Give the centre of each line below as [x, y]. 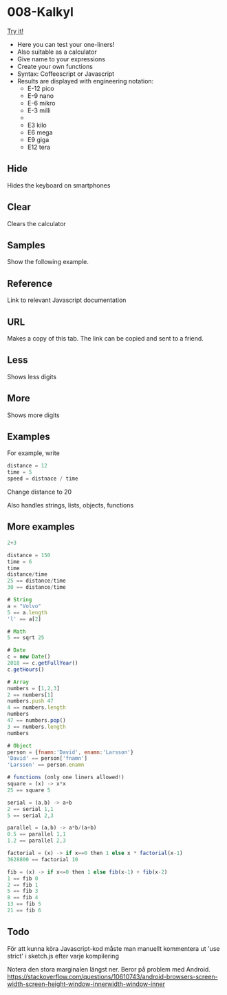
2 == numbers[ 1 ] [30, 695]
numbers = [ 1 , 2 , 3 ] [33, 688]
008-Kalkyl [41, 12]
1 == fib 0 [23, 878]
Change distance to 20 [40, 492]
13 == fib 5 [24, 904]
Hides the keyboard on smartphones [59, 185]
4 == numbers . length [37, 707]
